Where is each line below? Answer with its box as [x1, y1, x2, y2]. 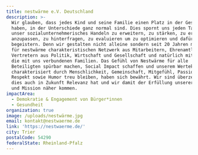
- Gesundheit [11, 101, 44, 108]
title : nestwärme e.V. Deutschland [6, 8, 94, 15]
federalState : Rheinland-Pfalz [6, 140, 83, 146]
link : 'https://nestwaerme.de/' [6, 124, 85, 130]
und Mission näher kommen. [11, 85, 78, 91]
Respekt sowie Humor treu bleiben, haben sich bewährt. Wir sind [11, 74, 176, 80]
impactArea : [6, 91, 35, 97]
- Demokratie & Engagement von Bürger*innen [11, 96, 123, 102]
